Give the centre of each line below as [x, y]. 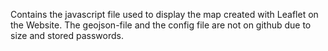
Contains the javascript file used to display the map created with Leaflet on [164, 14]
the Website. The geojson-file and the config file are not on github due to [161, 25]
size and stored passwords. [67, 35]
